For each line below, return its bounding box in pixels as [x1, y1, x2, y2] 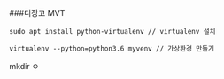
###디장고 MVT [9, 8, 66, 18]
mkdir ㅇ [9, 61, 40, 71]
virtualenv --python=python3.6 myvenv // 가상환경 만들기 [9, 44, 215, 53]
